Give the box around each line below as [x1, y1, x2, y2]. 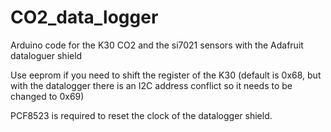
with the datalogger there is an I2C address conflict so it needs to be [10, 79, 293, 91]
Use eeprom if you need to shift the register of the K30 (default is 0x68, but [10, 69, 322, 81]
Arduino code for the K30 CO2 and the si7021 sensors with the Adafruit [10, 39, 304, 51]
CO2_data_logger [10, 6, 159, 29]
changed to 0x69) [10, 90, 85, 102]
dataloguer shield [10, 49, 83, 61]
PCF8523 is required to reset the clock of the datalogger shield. [10, 109, 273, 121]
